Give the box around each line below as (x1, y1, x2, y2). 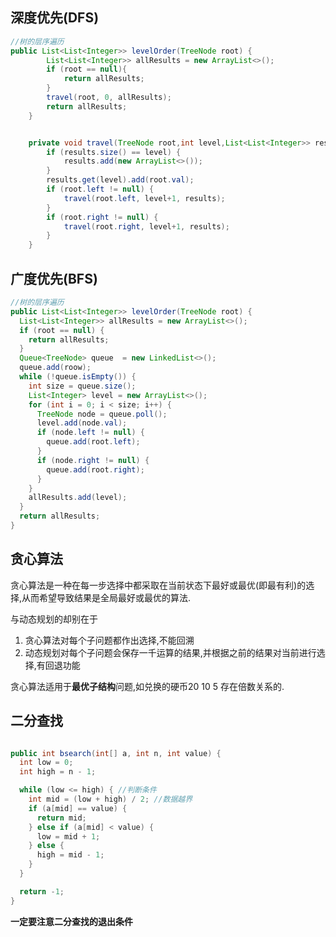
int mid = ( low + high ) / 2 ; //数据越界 (28, 794, 193, 804)
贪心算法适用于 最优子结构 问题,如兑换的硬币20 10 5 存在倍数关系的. (10, 680, 285, 692)
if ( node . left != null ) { (36, 428, 145, 438)
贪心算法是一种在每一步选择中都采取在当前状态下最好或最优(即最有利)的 (10, 579, 307, 591)
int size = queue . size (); (28, 381, 137, 391)
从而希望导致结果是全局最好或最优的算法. (21, 591, 192, 603)
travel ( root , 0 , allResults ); (46, 93, 172, 103)
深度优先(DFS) (10, 9, 100, 27)
